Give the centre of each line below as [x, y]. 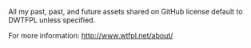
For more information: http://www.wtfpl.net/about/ [91, 36]
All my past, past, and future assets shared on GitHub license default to [125, 12]
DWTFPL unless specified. [52, 20]
